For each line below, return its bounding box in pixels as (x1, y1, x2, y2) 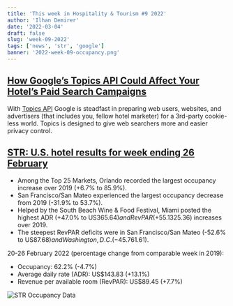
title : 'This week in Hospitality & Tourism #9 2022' (7, 10, 167, 17)
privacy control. (7, 126, 52, 135)
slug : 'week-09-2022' (7, 36, 70, 43)
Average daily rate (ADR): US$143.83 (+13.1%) (17, 270, 150, 278)
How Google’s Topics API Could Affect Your (7, 75, 200, 87)
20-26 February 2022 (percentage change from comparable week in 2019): (7, 249, 225, 257)
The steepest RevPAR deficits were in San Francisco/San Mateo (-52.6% (17, 228, 227, 236)
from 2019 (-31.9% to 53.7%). (17, 198, 103, 206)
